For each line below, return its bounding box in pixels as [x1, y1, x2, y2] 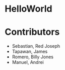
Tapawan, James [12, 49, 48, 55]
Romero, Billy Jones [12, 54, 54, 60]
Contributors [5, 26, 60, 38]
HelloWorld [5, 3, 52, 15]
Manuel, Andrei [12, 59, 44, 65]
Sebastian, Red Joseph [12, 43, 60, 49]
